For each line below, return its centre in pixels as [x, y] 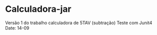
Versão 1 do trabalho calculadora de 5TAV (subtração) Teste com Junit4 [79, 23]
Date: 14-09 [17, 28]
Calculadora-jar [38, 9]
